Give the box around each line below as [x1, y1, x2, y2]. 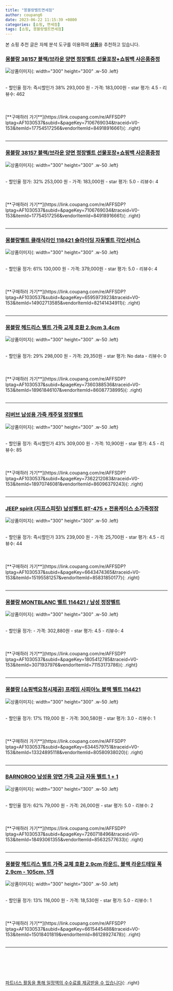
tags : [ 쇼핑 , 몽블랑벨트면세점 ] [5, 27, 64, 32]
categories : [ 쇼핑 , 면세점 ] [5, 22, 60, 27]
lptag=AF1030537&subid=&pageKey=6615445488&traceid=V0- [5, 926, 140, 932]
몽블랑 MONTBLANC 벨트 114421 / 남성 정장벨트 [5, 598, 120, 605]
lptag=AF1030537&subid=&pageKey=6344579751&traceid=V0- [5, 743, 140, 750]
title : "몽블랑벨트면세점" [5, 7, 55, 13]
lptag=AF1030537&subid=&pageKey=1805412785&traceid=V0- [5, 656, 139, 663]
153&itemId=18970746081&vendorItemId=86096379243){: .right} [5, 481, 143, 487]
